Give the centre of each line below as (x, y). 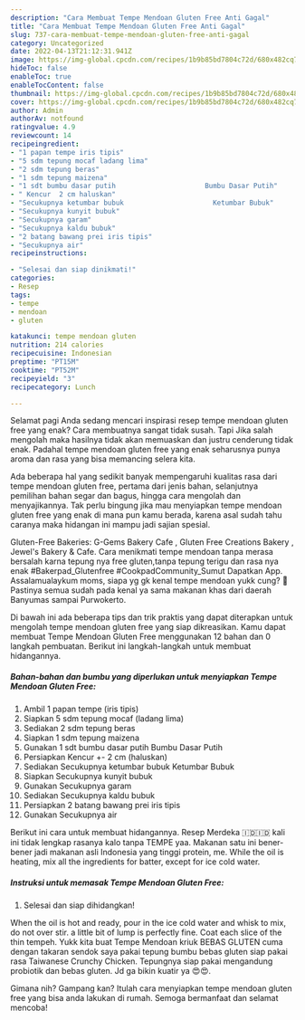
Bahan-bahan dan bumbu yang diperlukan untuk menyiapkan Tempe (143, 676)
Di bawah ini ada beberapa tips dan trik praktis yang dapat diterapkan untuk (152, 617)
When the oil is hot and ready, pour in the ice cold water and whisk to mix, (148, 923)
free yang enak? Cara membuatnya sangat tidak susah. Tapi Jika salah (142, 430)
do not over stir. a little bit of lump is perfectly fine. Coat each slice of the (146, 932)
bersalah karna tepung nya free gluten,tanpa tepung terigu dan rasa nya (144, 561)
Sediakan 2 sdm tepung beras (79, 729)
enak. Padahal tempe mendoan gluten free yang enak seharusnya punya (145, 450)
